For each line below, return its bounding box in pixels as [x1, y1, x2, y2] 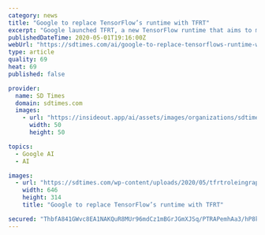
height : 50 [28, 129, 65, 136]
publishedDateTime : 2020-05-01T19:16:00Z [8, 33, 147, 42]
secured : [8, 214, 37, 223]
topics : [8, 143, 34, 151]
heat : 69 [8, 63, 37, 71]
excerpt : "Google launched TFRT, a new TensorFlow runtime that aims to [8, 26, 252, 34]
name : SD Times [15, 91, 65, 99]
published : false [8, 70, 65, 78]
